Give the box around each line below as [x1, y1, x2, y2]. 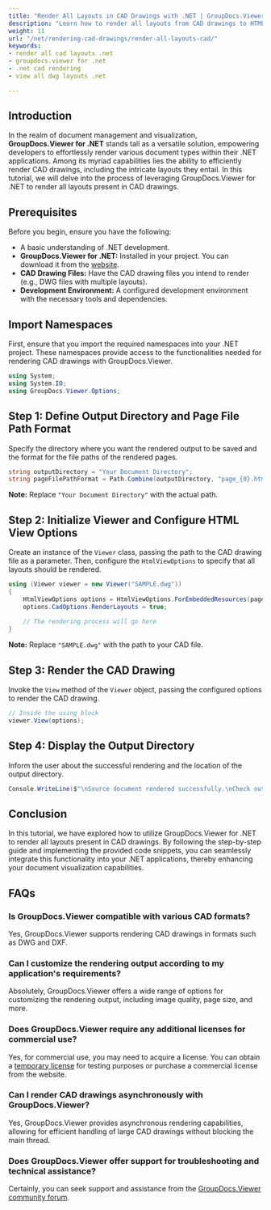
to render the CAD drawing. [8, 693, 100, 703]
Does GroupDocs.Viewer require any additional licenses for [8, 1024, 246, 1035]
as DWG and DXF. [8, 937, 69, 947]
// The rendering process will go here [23, 618, 157, 626]
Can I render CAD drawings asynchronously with [8, 1089, 203, 1101]
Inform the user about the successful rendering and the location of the [8, 760, 243, 770]
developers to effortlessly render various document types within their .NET [8, 147, 256, 158]
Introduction [8, 109, 73, 123]
